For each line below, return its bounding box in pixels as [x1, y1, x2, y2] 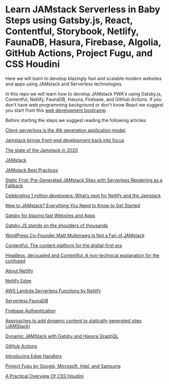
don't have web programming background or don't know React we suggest [5, 101, 164, 108]
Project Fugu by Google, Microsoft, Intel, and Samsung [5, 363, 121, 369]
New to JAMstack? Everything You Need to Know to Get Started [5, 202, 140, 208]
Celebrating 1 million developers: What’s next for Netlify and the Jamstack [5, 192, 161, 199]
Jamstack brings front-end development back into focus [5, 137, 124, 143]
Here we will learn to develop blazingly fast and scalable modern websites [5, 75, 162, 81]
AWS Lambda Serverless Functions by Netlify [5, 287, 101, 294]
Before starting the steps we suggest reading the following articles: [5, 117, 147, 123]
